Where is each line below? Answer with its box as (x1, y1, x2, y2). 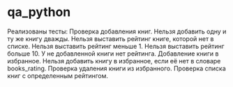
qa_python (7, 4, 71, 20)
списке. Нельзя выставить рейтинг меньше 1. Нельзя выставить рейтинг (7, 42, 225, 50)
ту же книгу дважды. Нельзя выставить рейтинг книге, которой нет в (7, 34, 214, 42)
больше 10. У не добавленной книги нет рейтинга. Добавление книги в (7, 49, 219, 58)
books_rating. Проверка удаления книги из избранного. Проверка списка (7, 64, 227, 72)
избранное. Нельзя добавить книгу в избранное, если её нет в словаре (7, 56, 221, 65)
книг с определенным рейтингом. (7, 71, 109, 80)
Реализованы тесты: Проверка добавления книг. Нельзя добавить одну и (7, 27, 227, 35)
